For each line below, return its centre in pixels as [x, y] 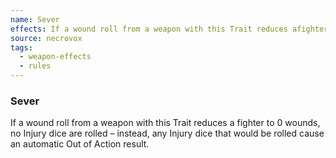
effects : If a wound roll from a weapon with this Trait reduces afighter [169, 29]
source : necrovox [46, 38]
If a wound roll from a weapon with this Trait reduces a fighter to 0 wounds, [165, 123]
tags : [21, 47]
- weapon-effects [55, 57]
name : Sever [35, 19]
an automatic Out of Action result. [80, 144]
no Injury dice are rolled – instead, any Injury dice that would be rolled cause [167, 133]
